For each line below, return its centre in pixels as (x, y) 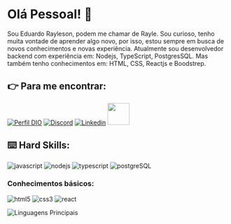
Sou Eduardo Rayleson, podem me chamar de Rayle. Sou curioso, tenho (111, 34)
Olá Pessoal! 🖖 (50, 14)
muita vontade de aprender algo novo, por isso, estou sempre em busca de (115, 41)
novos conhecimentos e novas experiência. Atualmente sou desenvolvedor (115, 48)
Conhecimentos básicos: (51, 183)
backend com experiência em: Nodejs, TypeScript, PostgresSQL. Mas (108, 56)
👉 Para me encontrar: (57, 86)
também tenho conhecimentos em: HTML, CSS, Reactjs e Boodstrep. (107, 63)
